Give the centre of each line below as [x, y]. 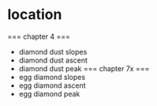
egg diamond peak [49, 93]
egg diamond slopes [52, 77]
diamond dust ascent [53, 60]
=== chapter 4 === [39, 36]
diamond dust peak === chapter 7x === [84, 68]
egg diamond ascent [52, 85]
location [35, 15]
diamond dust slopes [53, 51]
